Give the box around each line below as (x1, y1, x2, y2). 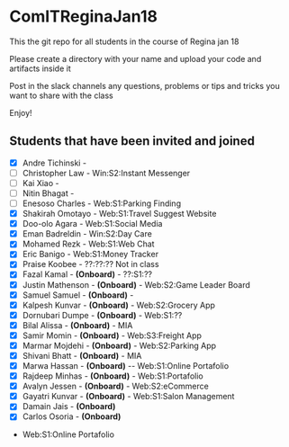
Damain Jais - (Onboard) (22, 401, 116, 412)
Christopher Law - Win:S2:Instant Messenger (22, 167, 191, 178)
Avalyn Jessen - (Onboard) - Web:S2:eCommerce (22, 380, 209, 392)
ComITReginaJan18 (9, 6, 158, 27)
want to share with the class (9, 90, 114, 101)
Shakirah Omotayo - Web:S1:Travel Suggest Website (22, 209, 217, 219)
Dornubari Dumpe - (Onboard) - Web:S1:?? (22, 309, 183, 320)
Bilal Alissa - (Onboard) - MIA (22, 319, 133, 330)
